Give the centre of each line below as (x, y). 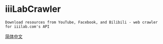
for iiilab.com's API (27, 26)
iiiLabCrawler (33, 9)
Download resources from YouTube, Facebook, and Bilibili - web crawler (81, 22)
